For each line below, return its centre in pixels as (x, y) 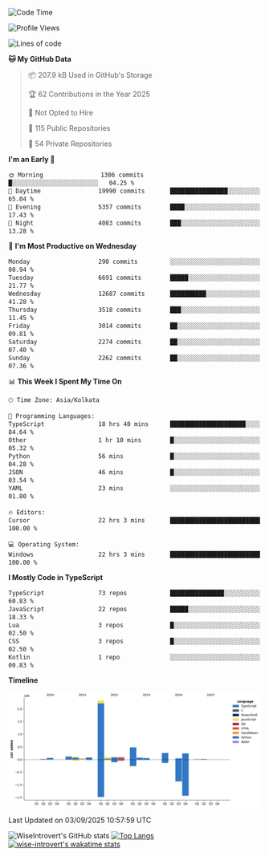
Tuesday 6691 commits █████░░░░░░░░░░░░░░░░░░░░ (134, 278)
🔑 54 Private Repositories (70, 144)
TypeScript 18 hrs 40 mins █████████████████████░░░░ (134, 424)
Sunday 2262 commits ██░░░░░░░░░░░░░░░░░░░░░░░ (134, 358)
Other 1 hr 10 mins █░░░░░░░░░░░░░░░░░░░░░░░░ (134, 440)
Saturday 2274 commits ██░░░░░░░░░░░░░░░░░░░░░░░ (134, 342)
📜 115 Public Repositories (69, 128)
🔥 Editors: (27, 513)
